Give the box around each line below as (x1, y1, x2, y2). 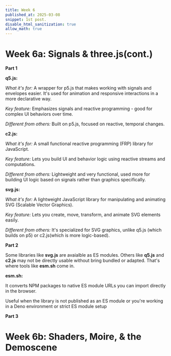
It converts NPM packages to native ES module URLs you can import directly (5, 283, 166, 289)
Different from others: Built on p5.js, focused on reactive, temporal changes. (5, 121, 165, 127)
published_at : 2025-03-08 (5, 12, 60, 17)
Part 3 (5, 313, 19, 319)
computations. (5, 161, 36, 168)
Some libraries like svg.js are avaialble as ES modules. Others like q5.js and (5, 252, 164, 258)
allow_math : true (5, 26, 42, 32)
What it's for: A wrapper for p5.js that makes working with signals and (5, 85, 152, 91)
